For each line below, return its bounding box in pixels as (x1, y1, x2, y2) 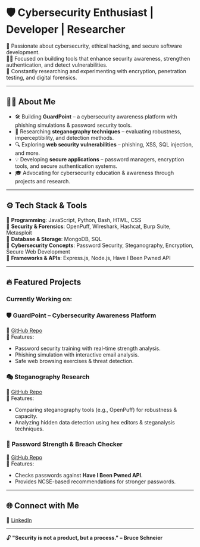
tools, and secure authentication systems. (14, 162, 118, 170)
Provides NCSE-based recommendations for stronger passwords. (14, 478, 176, 485)
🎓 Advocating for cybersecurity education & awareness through (14, 169, 174, 176)
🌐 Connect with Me (6, 501, 79, 511)
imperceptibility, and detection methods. (14, 134, 114, 141)
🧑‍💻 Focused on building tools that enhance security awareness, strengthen (6, 55, 190, 62)
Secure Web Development (6, 248, 70, 255)
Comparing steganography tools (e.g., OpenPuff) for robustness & (14, 407, 177, 414)
